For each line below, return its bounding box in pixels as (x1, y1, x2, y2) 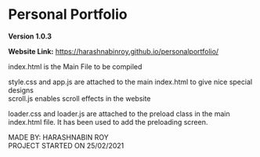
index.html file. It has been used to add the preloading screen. (8, 117, 208, 126)
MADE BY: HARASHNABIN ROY (8, 132, 109, 142)
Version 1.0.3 (8, 31, 52, 41)
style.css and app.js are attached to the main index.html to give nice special (8, 77, 253, 86)
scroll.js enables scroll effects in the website (8, 93, 151, 103)
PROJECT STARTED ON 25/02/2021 (8, 141, 125, 150)
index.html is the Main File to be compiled (8, 61, 143, 71)
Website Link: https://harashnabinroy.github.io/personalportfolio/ (8, 46, 219, 56)
